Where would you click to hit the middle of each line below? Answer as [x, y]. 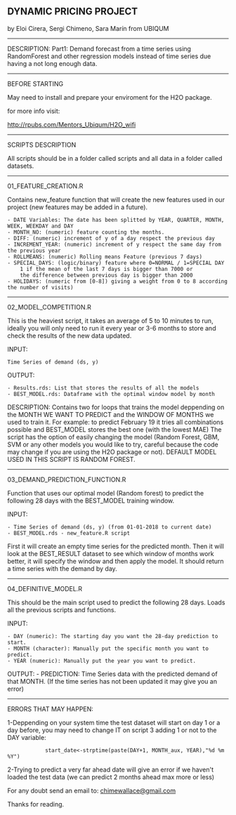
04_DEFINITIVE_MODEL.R [45, 588]
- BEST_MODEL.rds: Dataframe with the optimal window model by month [111, 394]
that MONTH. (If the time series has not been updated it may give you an [112, 681]
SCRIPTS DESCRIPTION [42, 145]
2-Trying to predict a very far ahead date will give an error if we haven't [111, 769]
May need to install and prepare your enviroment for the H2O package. [110, 97]
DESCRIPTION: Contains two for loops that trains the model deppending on [116, 407]
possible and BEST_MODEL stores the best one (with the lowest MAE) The [115, 429]
